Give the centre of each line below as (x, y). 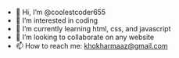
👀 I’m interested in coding (57, 20)
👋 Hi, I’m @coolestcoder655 (61, 12)
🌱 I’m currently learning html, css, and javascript (93, 29)
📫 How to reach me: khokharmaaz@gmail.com (91, 46)
